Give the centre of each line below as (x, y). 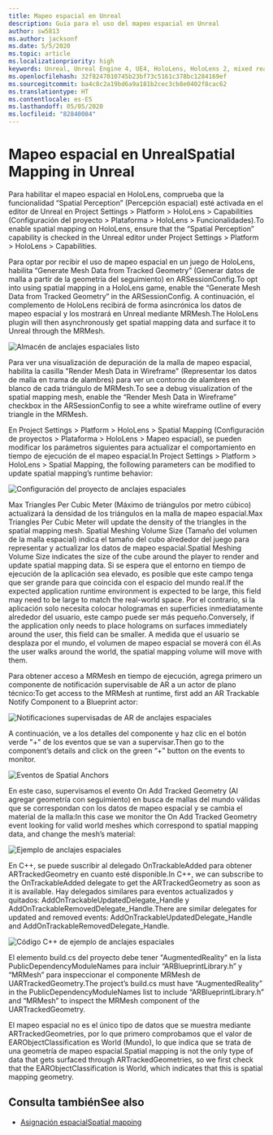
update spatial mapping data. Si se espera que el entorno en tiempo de (127, 565)
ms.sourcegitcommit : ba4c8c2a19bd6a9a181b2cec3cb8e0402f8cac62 (118, 84)
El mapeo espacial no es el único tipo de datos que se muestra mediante (130, 1024)
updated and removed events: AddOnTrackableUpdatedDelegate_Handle (130, 917)
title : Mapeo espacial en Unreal (65, 16)
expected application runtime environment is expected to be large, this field (135, 591)
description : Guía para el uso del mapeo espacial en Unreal (114, 24)
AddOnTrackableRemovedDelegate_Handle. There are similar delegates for (133, 908)
